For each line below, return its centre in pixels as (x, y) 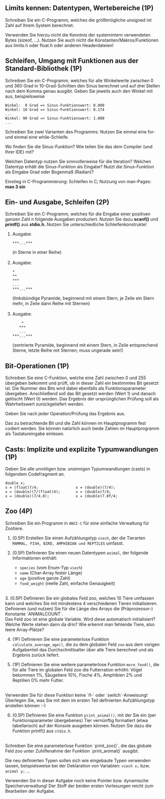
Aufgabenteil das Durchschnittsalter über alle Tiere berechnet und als (83, 649)
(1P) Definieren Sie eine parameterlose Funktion (61, 639)
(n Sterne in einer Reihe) (37, 252)
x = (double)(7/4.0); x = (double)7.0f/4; (62, 496)
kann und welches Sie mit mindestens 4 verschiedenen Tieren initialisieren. (82, 603)
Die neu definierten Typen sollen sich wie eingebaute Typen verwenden (78, 760)
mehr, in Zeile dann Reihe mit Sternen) (51, 304)
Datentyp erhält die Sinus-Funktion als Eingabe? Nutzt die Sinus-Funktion (80, 166)
